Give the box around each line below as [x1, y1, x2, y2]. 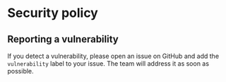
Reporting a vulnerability [7, 33, 119, 45]
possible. [7, 67, 34, 75]
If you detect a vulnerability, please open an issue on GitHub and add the [7, 52, 220, 60]
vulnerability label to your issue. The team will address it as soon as [7, 59, 210, 68]
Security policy [7, 5, 99, 21]
